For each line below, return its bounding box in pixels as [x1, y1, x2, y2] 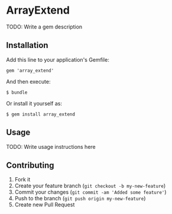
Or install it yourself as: [6, 100, 62, 107]
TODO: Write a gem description [6, 23, 83, 30]
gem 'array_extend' [6, 68, 54, 74]
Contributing [6, 160, 54, 170]
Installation [6, 40, 48, 50]
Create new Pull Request [14, 201, 75, 208]
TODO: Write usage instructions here [6, 143, 96, 150]
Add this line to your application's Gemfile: [6, 56, 109, 63]
